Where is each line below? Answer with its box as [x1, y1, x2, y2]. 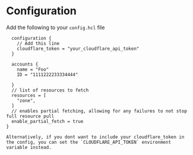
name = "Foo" [17, 67, 49, 72]
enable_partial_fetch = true [11, 118, 84, 124]
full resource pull [6, 113, 55, 119]
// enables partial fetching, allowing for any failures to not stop [11, 108, 187, 114]
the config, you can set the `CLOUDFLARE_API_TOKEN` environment [6, 139, 171, 145]
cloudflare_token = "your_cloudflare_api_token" [17, 46, 140, 52]
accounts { [11, 61, 39, 67]
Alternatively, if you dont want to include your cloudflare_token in [6, 134, 185, 140]
